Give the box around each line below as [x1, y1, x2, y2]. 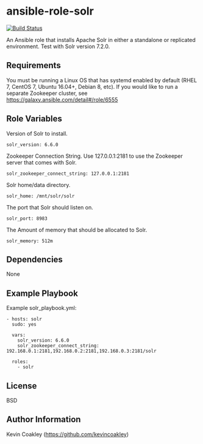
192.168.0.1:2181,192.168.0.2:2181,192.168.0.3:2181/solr [6, 348, 157, 354]
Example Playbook [6, 288, 78, 298]
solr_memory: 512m [6, 238, 53, 244]
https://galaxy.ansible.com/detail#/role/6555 [6, 96, 118, 103]
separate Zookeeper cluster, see [6, 90, 88, 97]
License [6, 381, 37, 391]
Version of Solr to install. [6, 130, 68, 137]
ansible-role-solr [6, 4, 94, 18]
